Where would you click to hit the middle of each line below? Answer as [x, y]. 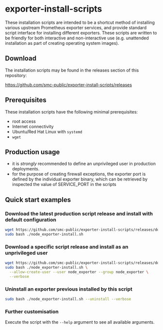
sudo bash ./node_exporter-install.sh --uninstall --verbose [68, 299]
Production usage [33, 152]
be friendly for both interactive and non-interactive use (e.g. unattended [77, 38]
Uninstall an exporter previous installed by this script [69, 289]
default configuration [31, 220]
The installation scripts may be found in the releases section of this [72, 70]
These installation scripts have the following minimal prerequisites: [72, 112]
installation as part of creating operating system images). [62, 43]
